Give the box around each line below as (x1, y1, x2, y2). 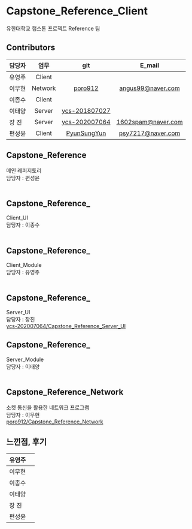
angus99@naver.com (119, 84, 181, 92)
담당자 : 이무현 (6, 411, 40, 418)
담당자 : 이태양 (6, 363, 40, 370)
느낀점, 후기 (6, 437, 47, 447)
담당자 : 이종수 (6, 221, 40, 229)
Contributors (6, 43, 56, 53)
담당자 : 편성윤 (6, 174, 40, 181)
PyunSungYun (66, 129, 106, 137)
